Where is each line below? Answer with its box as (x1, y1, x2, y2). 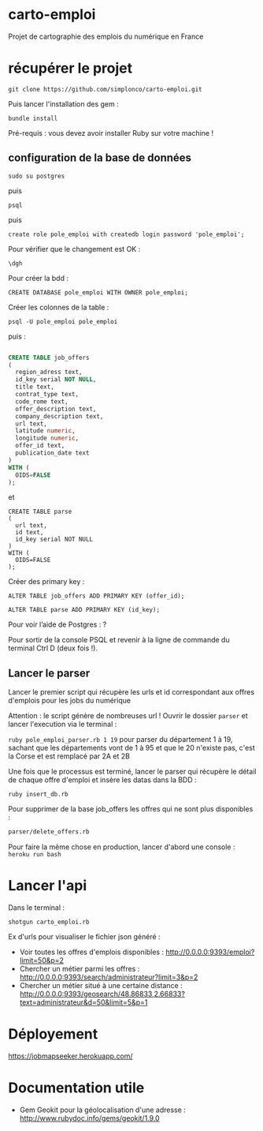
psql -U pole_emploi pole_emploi (8, 317, 118, 325)
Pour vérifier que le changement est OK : (8, 244, 141, 253)
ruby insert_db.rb (8, 791, 69, 799)
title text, (15, 383, 55, 391)
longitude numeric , (15, 434, 80, 443)
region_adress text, (15, 369, 83, 376)
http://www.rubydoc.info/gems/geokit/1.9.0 (19, 1113, 160, 1122)
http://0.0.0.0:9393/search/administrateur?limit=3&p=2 (19, 972, 198, 982)
